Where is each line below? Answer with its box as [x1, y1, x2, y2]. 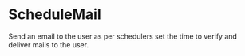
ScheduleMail [8, 6, 101, 24]
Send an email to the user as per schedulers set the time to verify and [8, 32, 238, 41]
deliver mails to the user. [8, 39, 89, 49]
